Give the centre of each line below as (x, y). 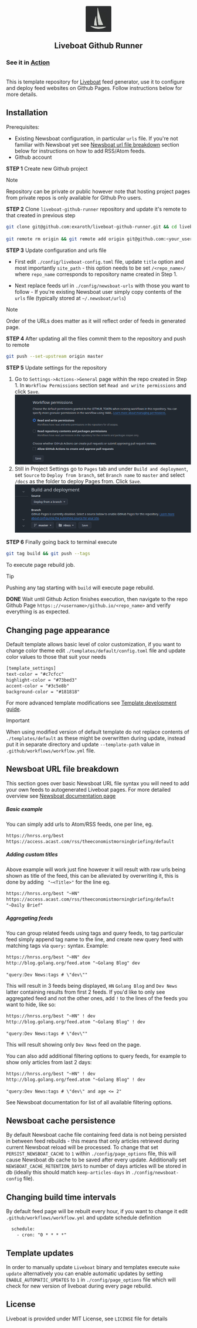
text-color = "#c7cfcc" (35, 674)
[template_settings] (31, 668)
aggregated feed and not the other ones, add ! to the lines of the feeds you (97, 998)
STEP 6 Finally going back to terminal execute (62, 542)
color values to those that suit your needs (56, 656)
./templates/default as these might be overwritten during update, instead (96, 738)
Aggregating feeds (30, 918)
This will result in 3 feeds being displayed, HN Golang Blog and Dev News (92, 985)
